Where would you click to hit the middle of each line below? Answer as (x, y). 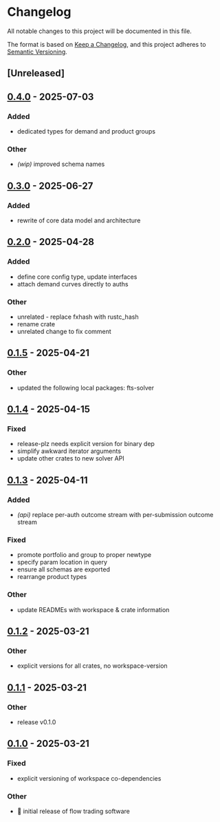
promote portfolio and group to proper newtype (84, 555)
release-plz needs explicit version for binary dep (86, 444)
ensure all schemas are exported (64, 569)
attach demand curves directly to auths (73, 284)
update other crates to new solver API (71, 459)
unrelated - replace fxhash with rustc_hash (78, 317)
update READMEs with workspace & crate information (93, 609)
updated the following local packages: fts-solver (86, 388)
